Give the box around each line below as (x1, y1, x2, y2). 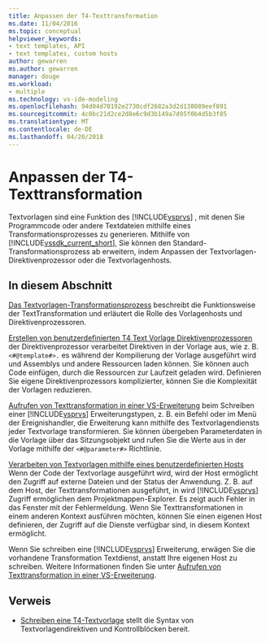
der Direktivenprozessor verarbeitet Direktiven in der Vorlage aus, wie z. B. (8, 342, 259, 352)
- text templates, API (8, 42, 85, 50)
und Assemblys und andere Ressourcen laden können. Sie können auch (8, 359, 250, 369)
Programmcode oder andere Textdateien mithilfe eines (8, 220, 191, 230)
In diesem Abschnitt (8, 278, 112, 293)
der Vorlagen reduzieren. (8, 385, 92, 395)
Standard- (172, 237, 207, 248)
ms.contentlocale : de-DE (8, 125, 93, 133)
